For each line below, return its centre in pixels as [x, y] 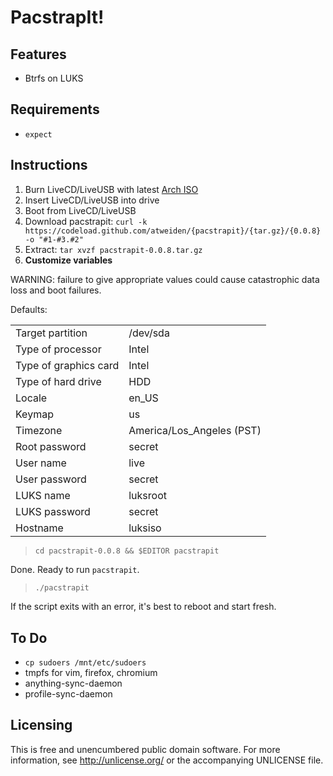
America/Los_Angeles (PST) [195, 430]
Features [38, 54]
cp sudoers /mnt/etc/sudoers [85, 662]
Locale [31, 398]
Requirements [55, 109]
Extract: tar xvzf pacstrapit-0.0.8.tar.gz [113, 249]
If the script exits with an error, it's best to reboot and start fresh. [143, 607]
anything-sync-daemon [73, 683]
